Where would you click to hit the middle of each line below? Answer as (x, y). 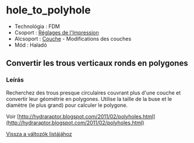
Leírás (15, 80)
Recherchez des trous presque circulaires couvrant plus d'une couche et (94, 93)
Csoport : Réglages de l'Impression (57, 32)
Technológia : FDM (37, 26)
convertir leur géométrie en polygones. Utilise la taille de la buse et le (89, 99)
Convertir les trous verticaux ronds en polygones (97, 63)
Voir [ (13, 116)
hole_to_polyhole (49, 10)
